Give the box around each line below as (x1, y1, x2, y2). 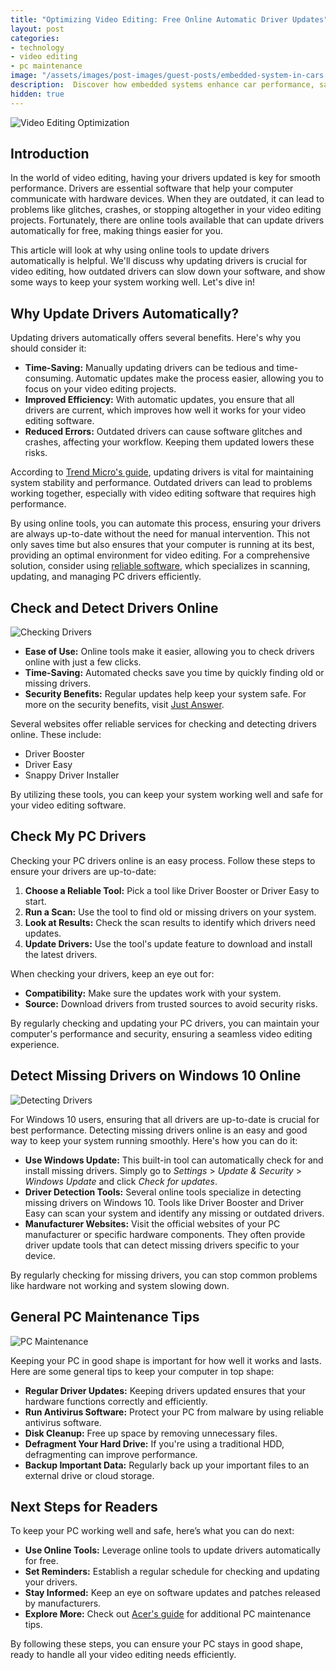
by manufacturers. (24, 1597, 102, 1610)
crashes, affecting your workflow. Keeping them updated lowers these (24, 436, 315, 448)
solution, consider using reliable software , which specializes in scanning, (10, 560, 311, 572)
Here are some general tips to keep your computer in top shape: (10, 1365, 275, 1377)
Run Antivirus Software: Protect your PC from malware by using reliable (24, 1406, 324, 1418)
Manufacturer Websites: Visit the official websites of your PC (24, 1217, 281, 1230)
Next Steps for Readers (10, 1498, 158, 1515)
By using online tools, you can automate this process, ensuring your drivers (10, 517, 322, 530)
